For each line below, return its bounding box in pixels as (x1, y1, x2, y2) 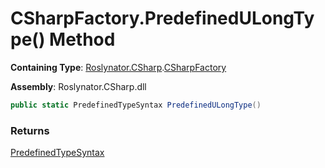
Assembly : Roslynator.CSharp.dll (10, 80, 147, 92)
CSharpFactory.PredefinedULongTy (10, 7, 315, 30)
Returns (10, 123, 50, 137)
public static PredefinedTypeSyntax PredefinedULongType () (10, 100, 262, 110)
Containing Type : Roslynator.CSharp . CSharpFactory (10, 61, 227, 73)
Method (49, 28, 116, 51)
